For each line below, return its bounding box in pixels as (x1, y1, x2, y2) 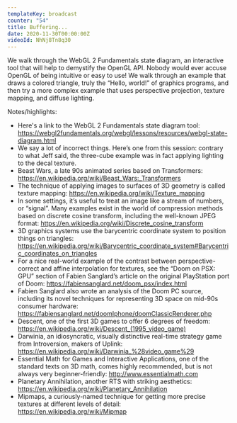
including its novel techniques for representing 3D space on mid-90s (17, 295, 219, 303)
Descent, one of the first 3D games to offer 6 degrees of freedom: (17, 317, 211, 326)
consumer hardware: (17, 302, 79, 310)
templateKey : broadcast (7, 10, 78, 18)
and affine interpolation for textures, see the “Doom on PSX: (40, 264, 216, 273)
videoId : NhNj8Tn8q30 (7, 37, 71, 44)
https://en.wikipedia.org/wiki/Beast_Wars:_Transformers (17, 174, 182, 183)
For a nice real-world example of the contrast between (17, 256, 177, 266)
